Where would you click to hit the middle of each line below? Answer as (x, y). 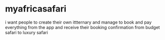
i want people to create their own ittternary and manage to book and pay (78, 22)
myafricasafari (36, 9)
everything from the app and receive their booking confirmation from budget (82, 27)
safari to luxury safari (27, 32)
